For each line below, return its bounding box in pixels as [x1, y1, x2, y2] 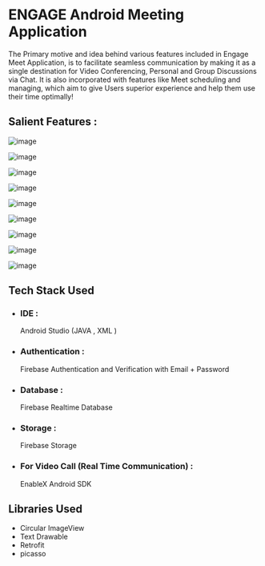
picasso [19, 549, 46, 559]
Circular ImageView [19, 524, 85, 533]
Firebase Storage [19, 441, 78, 451]
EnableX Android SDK [19, 479, 92, 488]
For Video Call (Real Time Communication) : [19, 461, 194, 472]
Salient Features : [8, 115, 98, 129]
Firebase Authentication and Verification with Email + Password [19, 364, 230, 374]
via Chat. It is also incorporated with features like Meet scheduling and [8, 75, 241, 84]
